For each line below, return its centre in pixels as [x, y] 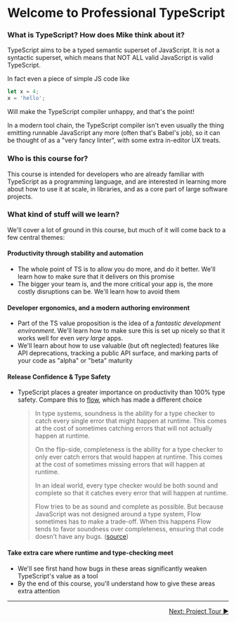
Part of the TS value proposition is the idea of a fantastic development [119, 323]
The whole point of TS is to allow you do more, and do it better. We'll [116, 269]
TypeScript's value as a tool [58, 576]
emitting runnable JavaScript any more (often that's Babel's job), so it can [114, 133]
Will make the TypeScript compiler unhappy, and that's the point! [101, 112]
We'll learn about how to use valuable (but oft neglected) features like [118, 345]
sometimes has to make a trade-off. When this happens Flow [123, 521]
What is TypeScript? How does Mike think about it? [96, 35]
